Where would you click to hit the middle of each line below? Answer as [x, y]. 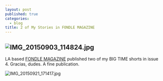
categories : [17, 18]
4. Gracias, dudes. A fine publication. [42, 64]
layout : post [18, 9]
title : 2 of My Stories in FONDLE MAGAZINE [50, 28]
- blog [16, 23]
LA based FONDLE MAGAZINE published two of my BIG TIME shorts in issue [82, 59]
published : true [21, 14]
